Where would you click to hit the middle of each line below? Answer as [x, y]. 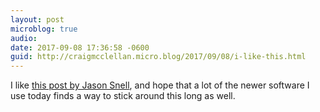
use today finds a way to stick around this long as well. [123, 96]
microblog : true [44, 29]
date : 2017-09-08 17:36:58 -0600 [80, 47]
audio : [24, 38]
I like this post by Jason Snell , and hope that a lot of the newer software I [160, 85]
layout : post [37, 19]
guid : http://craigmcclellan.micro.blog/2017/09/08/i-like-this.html [158, 57]
